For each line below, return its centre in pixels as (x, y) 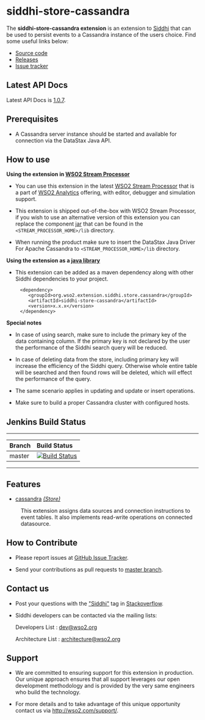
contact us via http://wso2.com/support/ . (67, 711)
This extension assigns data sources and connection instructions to (105, 511)
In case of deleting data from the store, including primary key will (97, 359)
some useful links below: (38, 41)
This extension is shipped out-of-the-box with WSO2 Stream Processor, (106, 211)
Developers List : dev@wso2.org (56, 627)
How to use (28, 159)
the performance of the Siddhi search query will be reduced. (91, 348)
